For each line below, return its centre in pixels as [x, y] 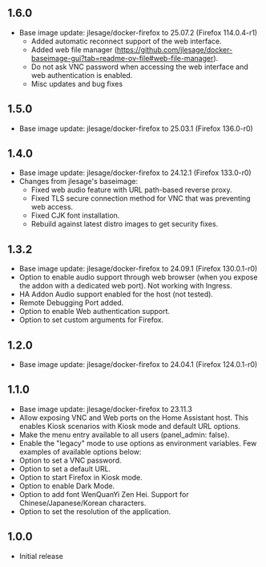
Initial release [41, 556]
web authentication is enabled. [82, 75]
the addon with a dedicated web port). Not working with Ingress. [126, 286]
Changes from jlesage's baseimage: [79, 182]
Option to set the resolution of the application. [95, 511]
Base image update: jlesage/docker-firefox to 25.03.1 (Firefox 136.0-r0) [136, 128]
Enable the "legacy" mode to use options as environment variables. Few [138, 443]
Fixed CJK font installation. [75, 215]
